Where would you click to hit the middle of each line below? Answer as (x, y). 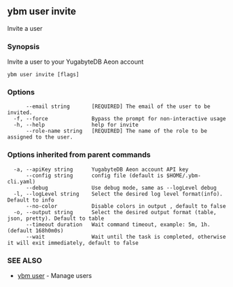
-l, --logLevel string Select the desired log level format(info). (118, 194)
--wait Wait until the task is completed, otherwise (126, 237)
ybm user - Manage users (54, 275)
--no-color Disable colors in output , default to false (126, 206)
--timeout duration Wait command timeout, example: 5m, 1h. (118, 224)
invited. (20, 113)
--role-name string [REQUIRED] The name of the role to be (116, 131)
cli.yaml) (22, 181)
